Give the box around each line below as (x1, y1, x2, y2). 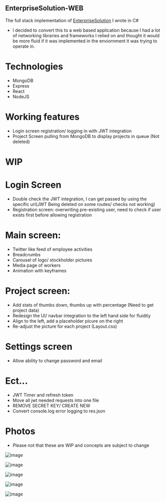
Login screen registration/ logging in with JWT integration (12, 128, 132, 134)
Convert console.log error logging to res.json (12, 408, 105, 414)
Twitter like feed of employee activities (12, 246, 93, 252)
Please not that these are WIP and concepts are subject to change (12, 442, 149, 448)
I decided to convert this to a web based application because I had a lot (12, 27, 160, 33)
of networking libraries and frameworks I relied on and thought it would (12, 32, 159, 38)
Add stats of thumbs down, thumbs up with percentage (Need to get (12, 302, 154, 308)
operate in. (12, 43, 35, 49)
